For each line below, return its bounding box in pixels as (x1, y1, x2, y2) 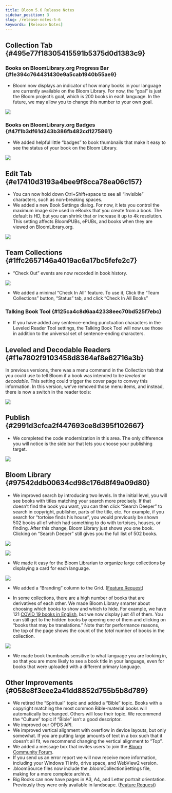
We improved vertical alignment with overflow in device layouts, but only (12, 727, 166, 733)
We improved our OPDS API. (12, 722, 73, 728)
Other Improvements (5, 678, 73, 687)
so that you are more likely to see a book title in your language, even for (12, 658, 164, 664)
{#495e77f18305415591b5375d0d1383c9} (5, 49, 146, 58)
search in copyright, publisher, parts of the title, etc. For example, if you (12, 508, 164, 514)
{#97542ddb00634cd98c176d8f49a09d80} (5, 478, 150, 487)
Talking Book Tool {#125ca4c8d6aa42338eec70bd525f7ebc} (5, 308, 162, 315)
